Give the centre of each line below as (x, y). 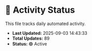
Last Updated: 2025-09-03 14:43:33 (50, 33)
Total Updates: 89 (31, 38)
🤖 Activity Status (40, 10)
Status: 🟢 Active (30, 44)
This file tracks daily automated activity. (46, 24)
